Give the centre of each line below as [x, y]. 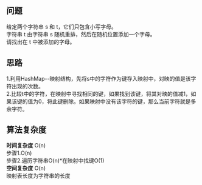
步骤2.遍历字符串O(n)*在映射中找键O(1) [55, 161]
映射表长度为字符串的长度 [38, 176]
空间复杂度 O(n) [26, 168]
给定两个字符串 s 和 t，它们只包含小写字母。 [61, 27]
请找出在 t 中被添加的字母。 [41, 42]
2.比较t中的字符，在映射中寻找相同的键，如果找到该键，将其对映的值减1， [99, 93]
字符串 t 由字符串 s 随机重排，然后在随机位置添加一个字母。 [81, 34]
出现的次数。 [27, 86]
